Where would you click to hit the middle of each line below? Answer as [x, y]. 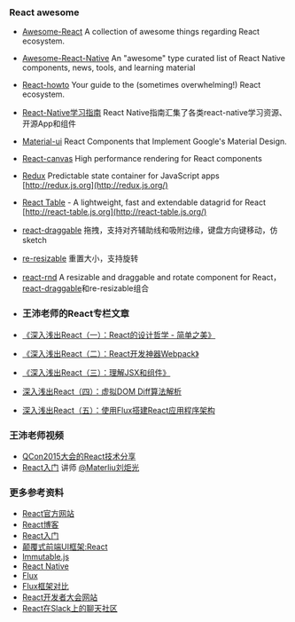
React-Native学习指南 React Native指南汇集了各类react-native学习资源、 [155, 113]
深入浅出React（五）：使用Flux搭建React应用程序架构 [118, 410]
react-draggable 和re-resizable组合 [85, 288]
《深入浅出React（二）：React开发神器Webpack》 [110, 353]
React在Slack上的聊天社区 [70, 609]
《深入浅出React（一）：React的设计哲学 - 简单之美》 [119, 335]
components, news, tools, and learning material [109, 67]
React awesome [44, 12]
